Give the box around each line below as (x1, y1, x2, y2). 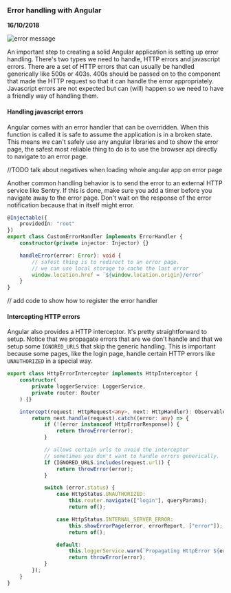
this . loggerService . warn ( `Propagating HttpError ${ (68, 548, 220, 554)
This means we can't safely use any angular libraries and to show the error (7, 137, 219, 146)
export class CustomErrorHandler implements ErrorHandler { (7, 233, 184, 240)
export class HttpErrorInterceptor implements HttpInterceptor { (7, 371, 198, 377)
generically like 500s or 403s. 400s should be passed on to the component (7, 70, 221, 78)
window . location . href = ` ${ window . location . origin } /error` (32, 271, 205, 278)
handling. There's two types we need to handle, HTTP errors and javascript (7, 55, 221, 63)
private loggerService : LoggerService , (32, 383, 146, 391)
